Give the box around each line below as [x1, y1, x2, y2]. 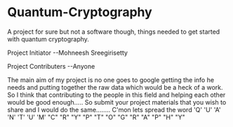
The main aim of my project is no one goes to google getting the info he [7, 75, 215, 84]
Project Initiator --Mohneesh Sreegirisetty [7, 48, 128, 57]
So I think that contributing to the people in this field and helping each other [7, 91, 226, 99]
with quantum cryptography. [7, 34, 90, 43]
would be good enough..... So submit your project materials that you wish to [7, 98, 227, 106]
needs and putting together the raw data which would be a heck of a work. [7, 83, 223, 91]
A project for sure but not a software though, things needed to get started [7, 27, 220, 36]
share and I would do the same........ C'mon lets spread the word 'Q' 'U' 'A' [7, 105, 221, 114]
